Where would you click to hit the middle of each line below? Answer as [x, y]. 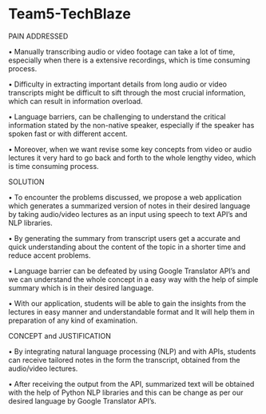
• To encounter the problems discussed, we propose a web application [125, 197]
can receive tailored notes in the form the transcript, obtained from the [124, 360]
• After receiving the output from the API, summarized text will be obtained [131, 384]
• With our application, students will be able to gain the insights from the [127, 303]
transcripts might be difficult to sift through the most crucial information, [127, 92]
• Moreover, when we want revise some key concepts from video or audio [130, 149]
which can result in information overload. [75, 101]
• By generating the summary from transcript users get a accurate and [125, 238]
